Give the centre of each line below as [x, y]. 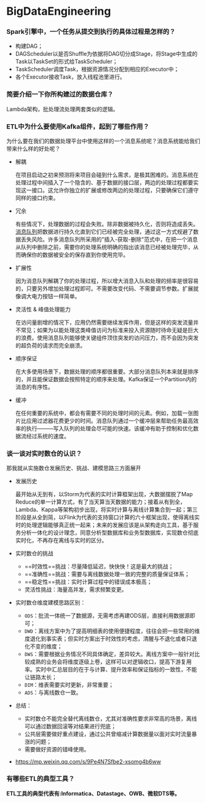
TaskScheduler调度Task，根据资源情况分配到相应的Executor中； [97, 69]
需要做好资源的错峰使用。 [57, 750]
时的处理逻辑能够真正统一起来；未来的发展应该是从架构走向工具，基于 [104, 525]
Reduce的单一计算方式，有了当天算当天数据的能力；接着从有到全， [100, 502]
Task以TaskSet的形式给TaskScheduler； [66, 61]
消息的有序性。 [34, 387]
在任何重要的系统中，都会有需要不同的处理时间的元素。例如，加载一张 [104, 413]
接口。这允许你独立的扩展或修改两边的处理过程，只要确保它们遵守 [115, 190]
